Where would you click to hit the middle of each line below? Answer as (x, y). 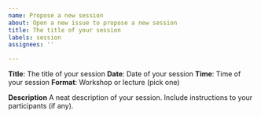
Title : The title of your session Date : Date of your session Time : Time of (125, 74)
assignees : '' (31, 45)
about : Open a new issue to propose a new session (93, 23)
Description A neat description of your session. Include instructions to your (130, 98)
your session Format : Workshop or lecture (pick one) (94, 83)
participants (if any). (41, 106)
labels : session (35, 37)
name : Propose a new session (56, 15)
